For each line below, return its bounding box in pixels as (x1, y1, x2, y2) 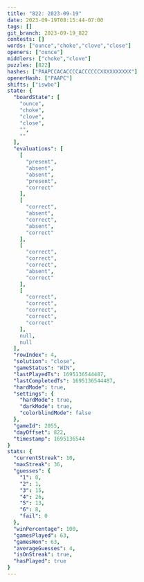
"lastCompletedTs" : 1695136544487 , (13, 377, 116, 385)
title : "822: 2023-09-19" (7, 10, 82, 17)
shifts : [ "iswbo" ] (7, 81, 60, 88)
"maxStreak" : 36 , (13, 461, 64, 468)
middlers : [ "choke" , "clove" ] (7, 55, 91, 62)
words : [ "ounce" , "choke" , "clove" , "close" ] (7, 42, 132, 49)
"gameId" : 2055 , (13, 422, 60, 430)
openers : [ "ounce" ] (7, 49, 64, 56)
